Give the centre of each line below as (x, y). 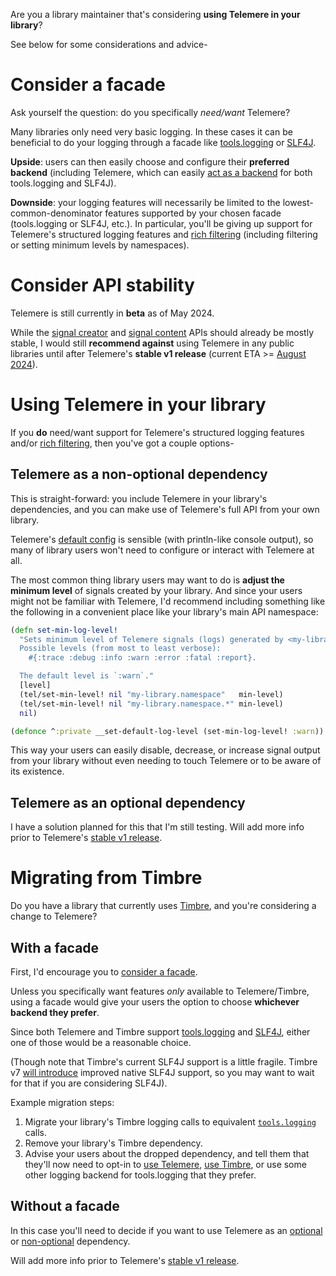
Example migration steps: (62, 1102)
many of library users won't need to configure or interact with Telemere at (162, 550)
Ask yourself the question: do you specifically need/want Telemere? (150, 112)
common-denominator (56, 213)
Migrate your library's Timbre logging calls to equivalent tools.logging (170, 1121)
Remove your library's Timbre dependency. (113, 1143)
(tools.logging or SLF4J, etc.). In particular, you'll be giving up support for (161, 223)
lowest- (298, 202)
